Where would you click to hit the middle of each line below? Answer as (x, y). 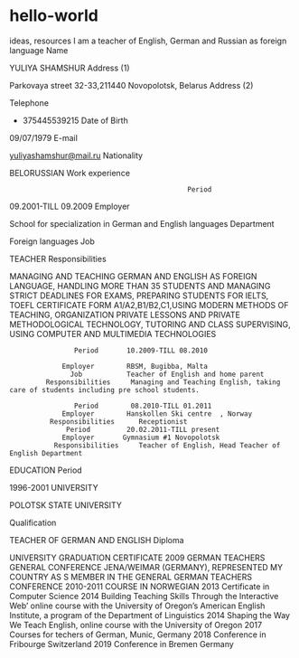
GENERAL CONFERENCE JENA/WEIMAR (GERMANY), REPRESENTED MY (146, 567)
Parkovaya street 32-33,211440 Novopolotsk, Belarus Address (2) (131, 85)
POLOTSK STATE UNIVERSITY (65, 505)
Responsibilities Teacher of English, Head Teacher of (167, 445)
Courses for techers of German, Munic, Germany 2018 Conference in (138, 634)
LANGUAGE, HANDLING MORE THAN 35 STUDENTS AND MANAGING (140, 286)
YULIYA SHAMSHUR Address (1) (70, 68)
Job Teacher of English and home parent (167, 374)
